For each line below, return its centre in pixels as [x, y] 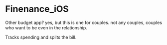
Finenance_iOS [37, 9]
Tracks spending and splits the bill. [41, 37]
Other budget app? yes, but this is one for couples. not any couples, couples [84, 22]
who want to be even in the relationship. [46, 27]
